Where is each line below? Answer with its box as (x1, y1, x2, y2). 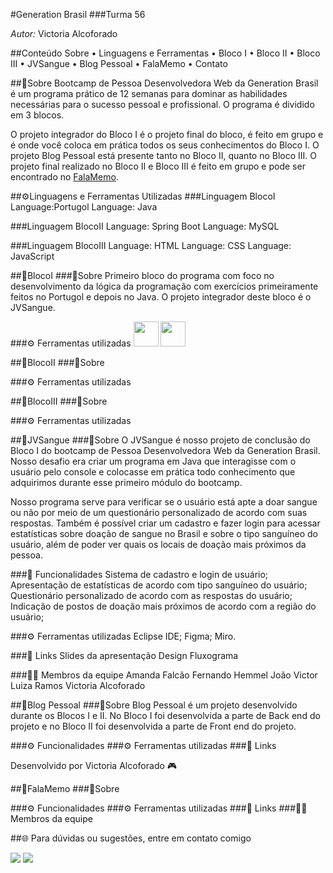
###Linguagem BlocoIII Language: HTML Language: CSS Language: (10, 240, 292, 251)
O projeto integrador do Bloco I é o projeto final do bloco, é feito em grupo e (10, 129, 324, 140)
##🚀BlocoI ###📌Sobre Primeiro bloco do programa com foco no (10, 270, 275, 281)
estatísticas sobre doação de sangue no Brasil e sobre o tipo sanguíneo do (10, 528, 318, 539)
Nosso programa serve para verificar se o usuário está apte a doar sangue (10, 496, 318, 508)
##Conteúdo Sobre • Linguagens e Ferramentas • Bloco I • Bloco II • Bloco (10, 47, 321, 59)
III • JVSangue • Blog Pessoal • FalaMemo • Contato (10, 58, 228, 69)
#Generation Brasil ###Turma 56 (10, 9, 146, 20)
